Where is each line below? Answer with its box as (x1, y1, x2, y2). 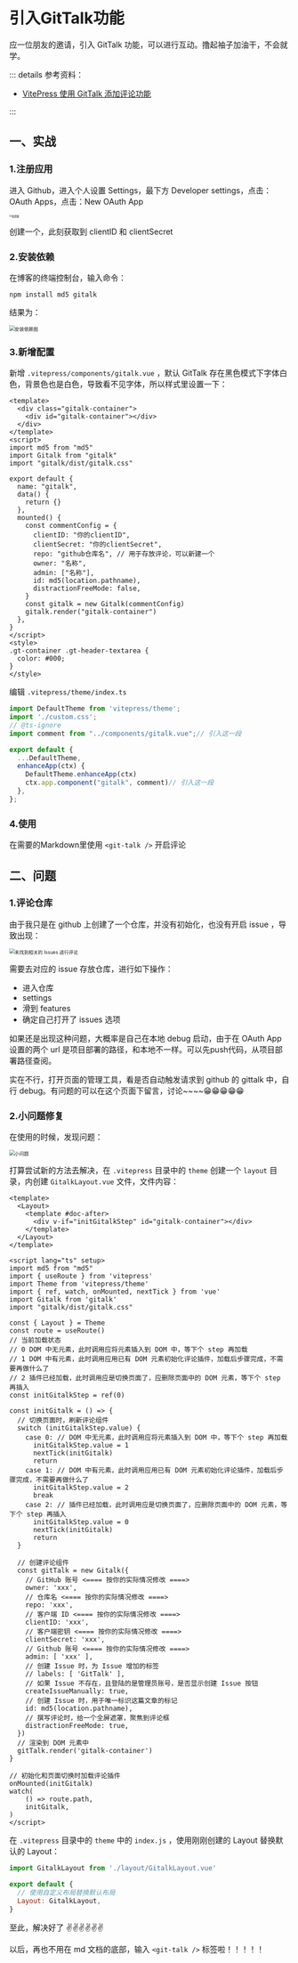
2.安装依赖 (9, 250, 55, 263)
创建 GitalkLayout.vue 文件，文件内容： (32, 1176, 180, 1187)
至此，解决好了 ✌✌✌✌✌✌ (9, 1922, 104, 1933)
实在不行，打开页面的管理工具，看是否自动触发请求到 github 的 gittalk (9, 1074, 264, 1084)
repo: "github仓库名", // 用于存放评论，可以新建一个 (32, 549, 215, 559)
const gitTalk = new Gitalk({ (17, 1566, 129, 1576)
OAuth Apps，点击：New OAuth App (9, 196, 144, 207)
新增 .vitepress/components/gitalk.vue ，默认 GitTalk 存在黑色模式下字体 (9, 368, 280, 378)
